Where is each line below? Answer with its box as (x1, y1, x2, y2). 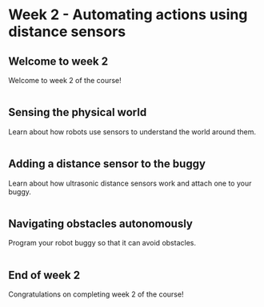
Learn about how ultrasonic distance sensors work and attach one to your (8, 178, 252, 188)
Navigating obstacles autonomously (8, 217, 194, 231)
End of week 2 (8, 268, 81, 281)
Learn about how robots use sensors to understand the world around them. (8, 126, 256, 137)
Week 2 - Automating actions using (8, 6, 248, 24)
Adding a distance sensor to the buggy (8, 157, 206, 171)
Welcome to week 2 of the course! (8, 76, 122, 85)
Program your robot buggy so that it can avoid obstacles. (8, 238, 196, 248)
